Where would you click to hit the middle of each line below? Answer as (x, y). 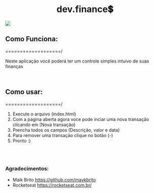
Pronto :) (22, 141)
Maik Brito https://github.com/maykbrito (54, 179)
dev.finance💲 (85, 9)
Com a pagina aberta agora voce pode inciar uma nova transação (81, 119)
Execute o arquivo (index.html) (44, 114)
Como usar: (24, 92)
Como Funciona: (32, 39)
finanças (14, 66)
